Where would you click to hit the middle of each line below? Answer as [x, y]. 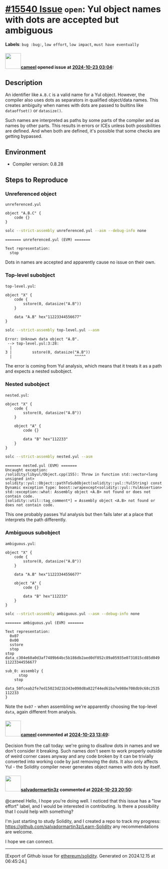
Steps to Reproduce [37, 180]
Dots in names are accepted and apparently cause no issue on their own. [80, 262]
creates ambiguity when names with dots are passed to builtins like [74, 105]
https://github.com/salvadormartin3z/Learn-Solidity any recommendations [82, 826]
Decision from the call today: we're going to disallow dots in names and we [82, 745]
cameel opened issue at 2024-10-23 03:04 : [67, 67]
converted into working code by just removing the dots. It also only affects [82, 761]
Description [24, 83]
